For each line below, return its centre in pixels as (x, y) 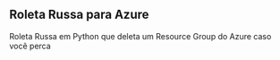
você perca (30, 46)
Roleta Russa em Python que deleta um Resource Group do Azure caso (140, 36)
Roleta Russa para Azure (79, 15)
